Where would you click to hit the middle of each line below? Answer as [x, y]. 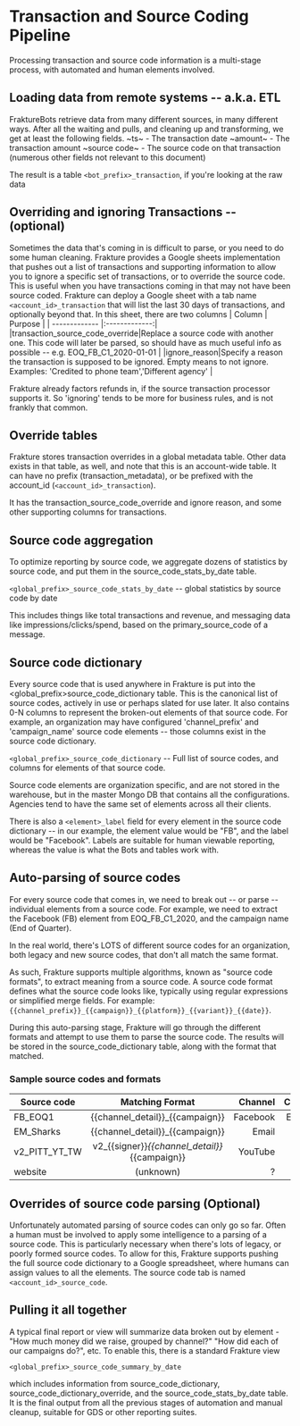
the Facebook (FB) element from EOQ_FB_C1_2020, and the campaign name [149, 919]
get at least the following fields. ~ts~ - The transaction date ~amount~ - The [150, 138]
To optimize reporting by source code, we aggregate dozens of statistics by [149, 562]
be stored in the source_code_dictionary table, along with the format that [143, 1046]
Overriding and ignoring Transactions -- [123, 212]
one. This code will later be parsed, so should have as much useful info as [146, 342]
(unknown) [158, 1172]
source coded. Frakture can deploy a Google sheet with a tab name [133, 295]
